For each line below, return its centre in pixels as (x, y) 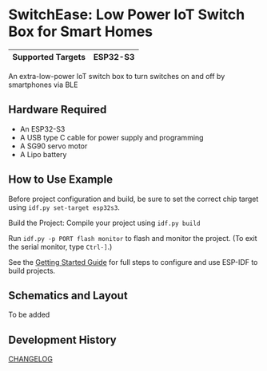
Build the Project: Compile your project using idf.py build (104, 223)
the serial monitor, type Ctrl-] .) (60, 247)
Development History (63, 339)
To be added (29, 315)
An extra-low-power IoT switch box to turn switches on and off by (117, 76)
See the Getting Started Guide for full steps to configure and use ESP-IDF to (133, 262)
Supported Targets (49, 57)
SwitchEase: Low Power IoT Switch (127, 15)
